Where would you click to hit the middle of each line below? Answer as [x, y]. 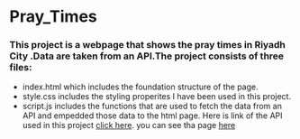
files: [21, 68]
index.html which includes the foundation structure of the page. [140, 87]
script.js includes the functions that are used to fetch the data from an [152, 107]
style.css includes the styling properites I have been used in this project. [156, 97]
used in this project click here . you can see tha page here [129, 125]
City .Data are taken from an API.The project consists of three [147, 56]
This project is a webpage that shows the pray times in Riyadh [148, 45]
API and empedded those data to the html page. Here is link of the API [152, 116]
